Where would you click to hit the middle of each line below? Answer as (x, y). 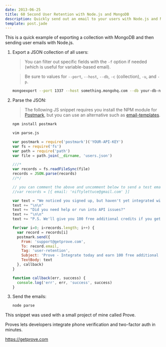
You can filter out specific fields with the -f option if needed (86, 62)
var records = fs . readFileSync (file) (51, 169)
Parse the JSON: (29, 100)
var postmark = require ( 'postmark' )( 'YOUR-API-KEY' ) (68, 142)
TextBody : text (37, 260)
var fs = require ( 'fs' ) (37, 146)
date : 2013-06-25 (23, 10)
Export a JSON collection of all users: (50, 52)
